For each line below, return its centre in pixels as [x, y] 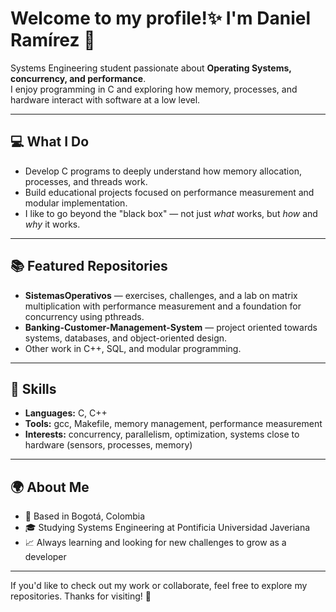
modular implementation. [76, 203]
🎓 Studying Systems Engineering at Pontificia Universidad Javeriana [167, 528]
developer [45, 557]
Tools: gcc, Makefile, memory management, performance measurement [173, 424]
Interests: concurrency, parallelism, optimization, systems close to [162, 434]
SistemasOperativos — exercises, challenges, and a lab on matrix [161, 295]
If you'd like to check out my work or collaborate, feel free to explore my [159, 586]
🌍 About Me [50, 487]
